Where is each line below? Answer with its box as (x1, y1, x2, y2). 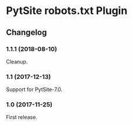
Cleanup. (6, 58, 28, 65)
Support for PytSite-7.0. (6, 86, 63, 93)
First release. (6, 114, 38, 121)
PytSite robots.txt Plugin (6, 4, 128, 18)
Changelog (6, 27, 47, 37)
